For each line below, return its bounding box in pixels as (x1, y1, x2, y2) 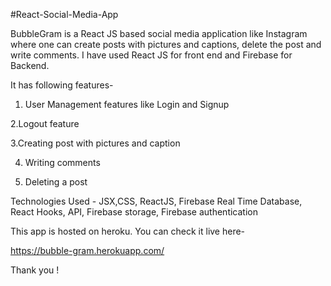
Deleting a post (24, 176, 88, 188)
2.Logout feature (10, 118, 80, 129)
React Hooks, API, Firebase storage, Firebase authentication (10, 206, 258, 218)
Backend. (10, 60, 50, 71)
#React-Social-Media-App (10, 9, 119, 20)
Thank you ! (10, 264, 60, 276)
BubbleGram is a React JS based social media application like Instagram (10, 28, 308, 39)
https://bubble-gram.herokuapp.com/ (10, 245, 165, 256)
